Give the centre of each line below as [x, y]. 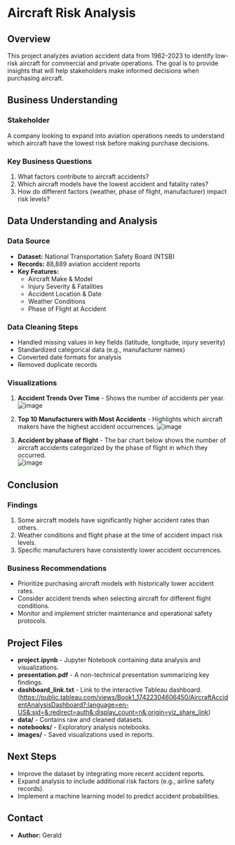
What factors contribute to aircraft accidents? [83, 176]
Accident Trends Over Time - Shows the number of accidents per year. [121, 398]
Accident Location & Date [65, 294]
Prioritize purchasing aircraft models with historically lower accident [115, 583]
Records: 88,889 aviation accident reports [79, 264]
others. [28, 527]
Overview [29, 39]
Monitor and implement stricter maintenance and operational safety [115, 614]
